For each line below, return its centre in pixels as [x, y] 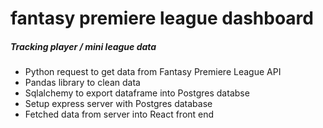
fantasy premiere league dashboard [162, 18]
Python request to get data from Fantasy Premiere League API [153, 72]
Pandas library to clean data [82, 83]
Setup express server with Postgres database [118, 104]
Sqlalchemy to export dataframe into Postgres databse [137, 93]
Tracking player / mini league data [83, 46]
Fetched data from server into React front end [119, 114]
